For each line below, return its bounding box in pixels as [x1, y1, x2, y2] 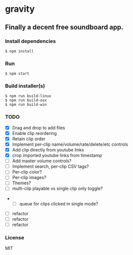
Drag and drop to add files [12, 125, 65, 130]
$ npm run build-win [5, 102, 47, 107]
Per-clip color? [12, 169, 42, 175]
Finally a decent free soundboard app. [5, 23, 124, 31]
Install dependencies [5, 38, 56, 45]
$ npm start [5, 71, 29, 76]
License [5, 234, 24, 241]
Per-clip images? [12, 175, 46, 180]
